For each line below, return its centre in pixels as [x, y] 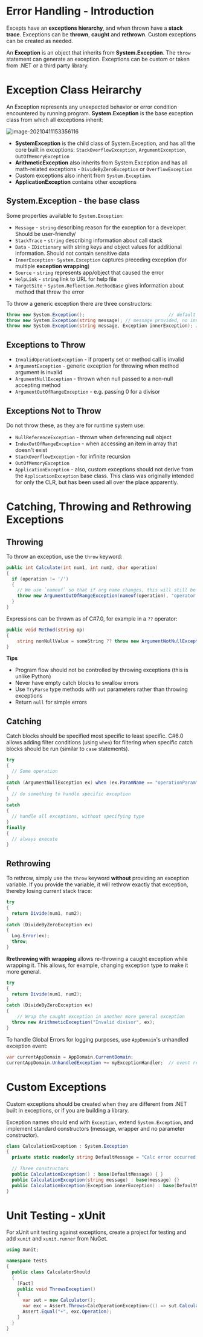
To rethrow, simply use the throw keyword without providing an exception [98, 878]
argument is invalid [38, 372]
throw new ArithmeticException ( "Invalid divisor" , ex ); [83, 1022]
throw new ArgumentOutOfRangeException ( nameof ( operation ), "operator [107, 596]
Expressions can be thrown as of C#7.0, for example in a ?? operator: [92, 618]
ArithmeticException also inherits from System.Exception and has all [101, 163]
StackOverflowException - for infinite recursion [73, 456]
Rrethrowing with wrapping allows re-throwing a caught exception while [97, 958]
